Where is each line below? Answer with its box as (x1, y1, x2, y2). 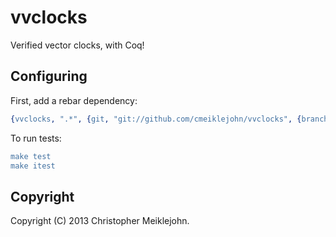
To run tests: (10, 132, 62, 144)
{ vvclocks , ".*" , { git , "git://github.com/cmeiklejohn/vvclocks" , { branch (10, 114, 329, 124)
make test (10, 151, 52, 161)
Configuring (10, 68, 88, 85)
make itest (10, 161, 56, 171)
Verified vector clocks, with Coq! (10, 39, 145, 51)
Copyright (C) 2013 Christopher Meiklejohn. (10, 215, 190, 227)
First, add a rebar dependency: (10, 94, 138, 106)
